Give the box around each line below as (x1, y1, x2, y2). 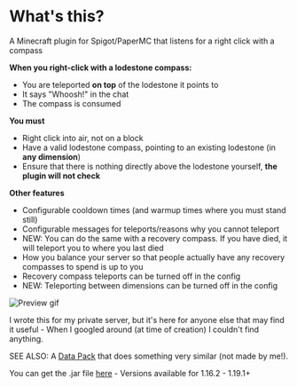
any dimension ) (21, 151, 82, 162)
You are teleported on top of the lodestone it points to (21, 79, 219, 90)
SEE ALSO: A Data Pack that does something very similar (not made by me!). (9, 351, 289, 361)
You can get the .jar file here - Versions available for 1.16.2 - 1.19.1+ (9, 367, 251, 378)
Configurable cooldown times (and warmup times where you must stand (21, 204, 286, 215)
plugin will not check (21, 170, 100, 181)
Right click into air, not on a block (21, 132, 144, 143)
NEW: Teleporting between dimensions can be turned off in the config (21, 280, 278, 290)
